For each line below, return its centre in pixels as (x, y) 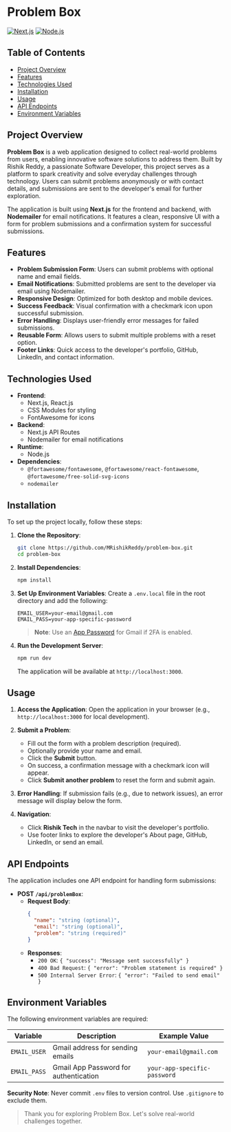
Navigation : (34, 814)
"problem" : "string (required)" (80, 933)
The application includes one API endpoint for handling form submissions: (112, 881)
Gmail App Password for (92, 1068)
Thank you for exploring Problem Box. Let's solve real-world (109, 1114)
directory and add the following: (62, 600)
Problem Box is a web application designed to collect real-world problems (112, 152)
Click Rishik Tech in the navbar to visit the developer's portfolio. (118, 828)
